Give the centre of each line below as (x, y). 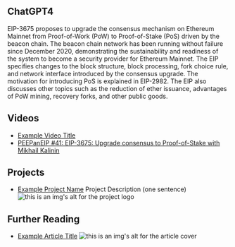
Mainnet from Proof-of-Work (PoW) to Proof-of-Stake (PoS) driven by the (114, 36)
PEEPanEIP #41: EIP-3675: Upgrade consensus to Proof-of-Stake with (119, 143)
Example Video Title (46, 135)
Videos (23, 118)
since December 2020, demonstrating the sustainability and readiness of (113, 51)
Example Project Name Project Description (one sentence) (102, 189)
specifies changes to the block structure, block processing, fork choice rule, (118, 66)
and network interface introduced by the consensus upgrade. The (103, 73)
